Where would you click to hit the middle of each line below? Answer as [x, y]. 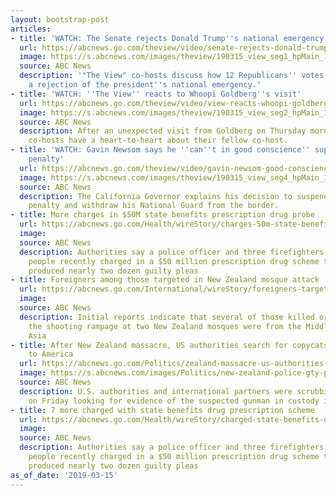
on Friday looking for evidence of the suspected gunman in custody [174, 401]
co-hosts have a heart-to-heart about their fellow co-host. [158, 141]
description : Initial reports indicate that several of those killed [167, 317]
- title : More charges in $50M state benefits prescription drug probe [162, 215]
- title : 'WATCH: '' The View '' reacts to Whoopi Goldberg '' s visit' [156, 94]
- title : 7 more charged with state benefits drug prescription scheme [162, 410]
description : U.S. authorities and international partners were [156, 391]
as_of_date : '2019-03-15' [64, 475]
